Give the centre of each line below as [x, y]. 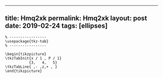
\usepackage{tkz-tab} [27, 41]
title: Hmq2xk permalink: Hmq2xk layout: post [76, 18]
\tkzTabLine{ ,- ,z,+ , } [31, 67]
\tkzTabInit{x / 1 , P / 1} [33, 58]
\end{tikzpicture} [24, 71]
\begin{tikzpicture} [26, 54]
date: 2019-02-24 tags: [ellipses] [56, 26]
